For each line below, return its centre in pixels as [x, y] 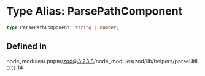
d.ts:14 [15, 67]
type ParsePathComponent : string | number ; [63, 27]
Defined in [27, 47]
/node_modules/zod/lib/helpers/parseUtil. [146, 61]
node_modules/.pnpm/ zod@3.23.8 [50, 61]
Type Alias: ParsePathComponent [95, 11]
